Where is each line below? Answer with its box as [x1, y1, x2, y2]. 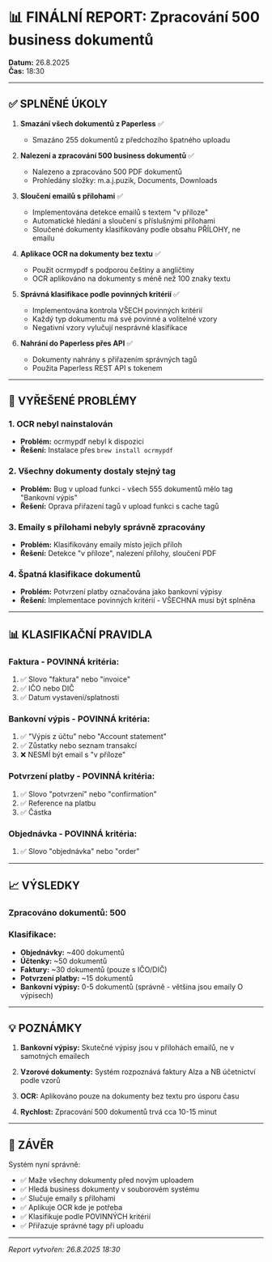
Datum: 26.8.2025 [8, 57, 70, 67]
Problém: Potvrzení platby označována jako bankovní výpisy [19, 587, 223, 597]
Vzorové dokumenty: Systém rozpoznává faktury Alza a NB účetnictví [19, 1067, 257, 1077]
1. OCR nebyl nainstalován [8, 419, 113, 430]
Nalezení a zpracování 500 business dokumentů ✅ [19, 151, 194, 160]
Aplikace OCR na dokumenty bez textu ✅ [19, 249, 162, 258]
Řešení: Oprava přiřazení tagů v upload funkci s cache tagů [19, 501, 219, 511]
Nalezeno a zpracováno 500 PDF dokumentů [32, 167, 182, 176]
